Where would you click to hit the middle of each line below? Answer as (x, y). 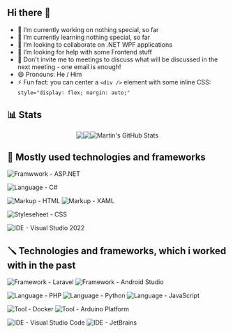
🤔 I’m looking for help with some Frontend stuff (84, 52)
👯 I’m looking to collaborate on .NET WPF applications (95, 44)
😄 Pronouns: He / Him (50, 74)
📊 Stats (25, 115)
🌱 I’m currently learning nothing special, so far (84, 37)
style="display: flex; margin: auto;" (74, 92)
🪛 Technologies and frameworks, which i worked (117, 251)
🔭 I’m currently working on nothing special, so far (88, 29)
